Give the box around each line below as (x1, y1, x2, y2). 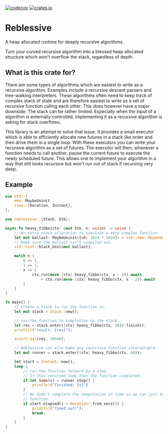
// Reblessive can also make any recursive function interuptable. (14, 346, 157, 351)
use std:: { (5, 193, 28, 199)
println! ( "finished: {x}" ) (31, 382, 88, 388)
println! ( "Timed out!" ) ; (31, 406, 84, 411)
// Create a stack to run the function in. (14, 305, 106, 310)
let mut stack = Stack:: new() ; (14, 309, 79, 314)
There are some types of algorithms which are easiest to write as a (5, 82, 143, 88)
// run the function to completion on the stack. (14, 318, 120, 323)
